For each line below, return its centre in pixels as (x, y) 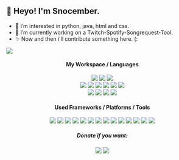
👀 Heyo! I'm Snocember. (53, 11)
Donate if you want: (102, 135)
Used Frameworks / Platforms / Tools (102, 107)
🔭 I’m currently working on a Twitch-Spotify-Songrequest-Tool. (94, 32)
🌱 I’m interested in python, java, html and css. (72, 26)
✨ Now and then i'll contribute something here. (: (76, 39)
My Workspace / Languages (102, 64)
